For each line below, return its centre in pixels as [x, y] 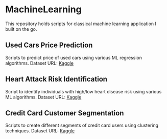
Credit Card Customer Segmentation [65, 113]
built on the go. [21, 29]
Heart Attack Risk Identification [56, 79]
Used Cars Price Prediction [49, 45]
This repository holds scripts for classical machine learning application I [81, 24]
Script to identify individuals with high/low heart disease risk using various [83, 91]
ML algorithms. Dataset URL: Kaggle [43, 97]
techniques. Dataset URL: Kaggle [40, 131]
